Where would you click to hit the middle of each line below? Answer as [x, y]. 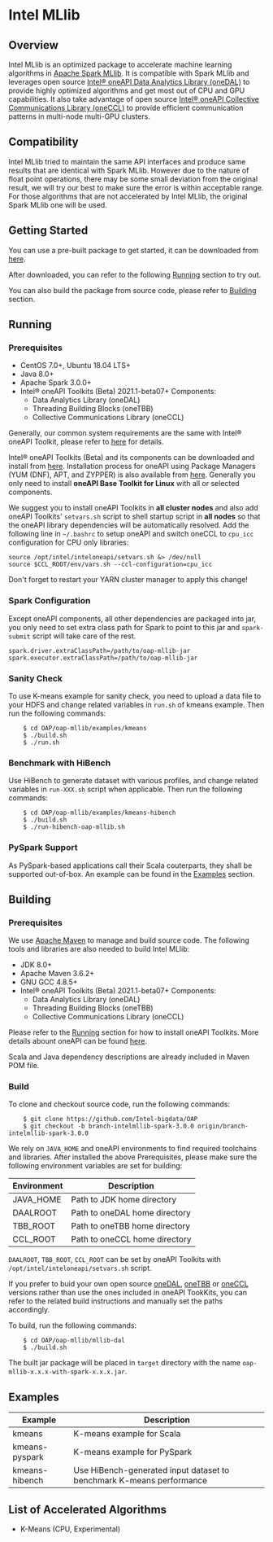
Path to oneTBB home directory [131, 1226]
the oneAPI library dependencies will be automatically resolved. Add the [129, 525]
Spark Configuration [50, 601]
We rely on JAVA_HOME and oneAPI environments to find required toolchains [133, 1149]
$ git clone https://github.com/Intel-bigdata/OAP [110, 1119]
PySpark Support [43, 848]
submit [19, 637]
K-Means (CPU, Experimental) [70, 1529]
